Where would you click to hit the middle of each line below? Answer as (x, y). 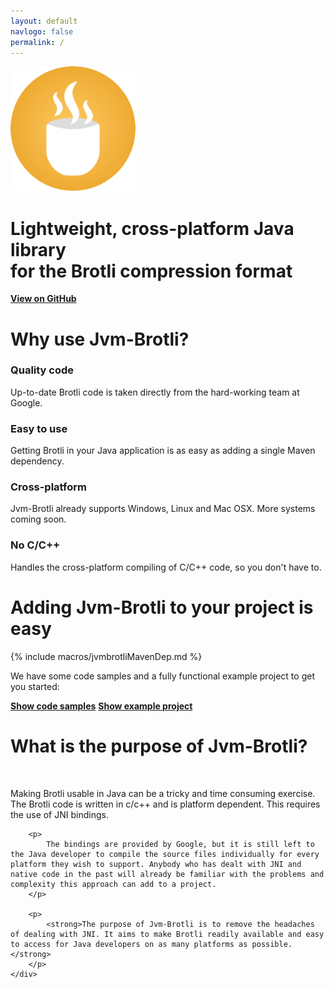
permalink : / (37, 42)
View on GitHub (43, 299)
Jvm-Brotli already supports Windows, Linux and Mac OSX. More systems (163, 509)
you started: (35, 686)
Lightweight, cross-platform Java (152, 228)
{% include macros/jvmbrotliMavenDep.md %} (106, 656)
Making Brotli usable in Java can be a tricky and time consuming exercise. (163, 793)
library (38, 249)
